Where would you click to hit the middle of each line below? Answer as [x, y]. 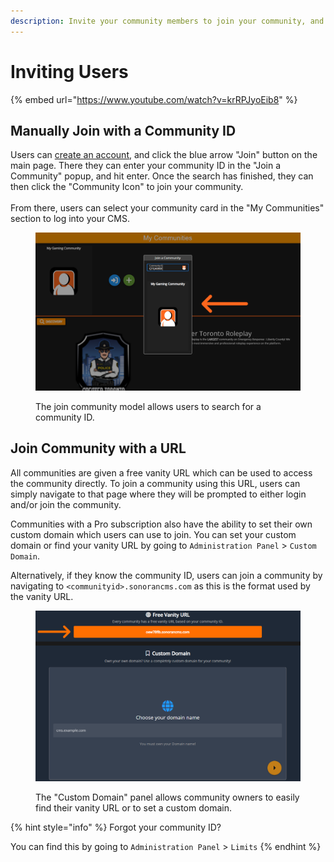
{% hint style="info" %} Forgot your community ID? [116, 827]
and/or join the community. [66, 504]
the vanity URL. [42, 596]
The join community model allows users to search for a [148, 406]
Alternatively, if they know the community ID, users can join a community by [166, 575]
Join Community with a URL [98, 448]
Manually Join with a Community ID [123, 130]
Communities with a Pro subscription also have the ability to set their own [161, 524]
